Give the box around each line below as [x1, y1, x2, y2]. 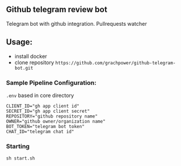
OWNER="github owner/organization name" [6, 118, 106, 124]
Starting [6, 142, 30, 150]
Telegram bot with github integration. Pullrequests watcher [6, 20, 147, 27]
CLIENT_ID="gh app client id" [6, 103, 80, 109]
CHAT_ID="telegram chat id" [6, 129, 75, 134]
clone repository [14, 58, 54, 66]
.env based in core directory [6, 92, 74, 99]
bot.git [14, 65, 33, 71]
